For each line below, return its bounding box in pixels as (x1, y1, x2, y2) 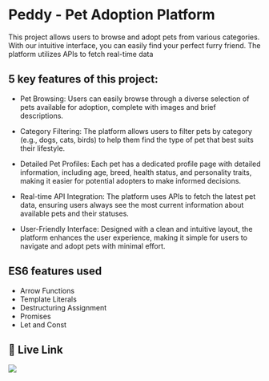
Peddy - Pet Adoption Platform (8, 6, 215, 24)
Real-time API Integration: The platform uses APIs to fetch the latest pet (19, 191, 256, 201)
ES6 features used (8, 265, 102, 278)
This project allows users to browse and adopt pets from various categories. (8, 32, 260, 42)
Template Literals (19, 294, 78, 304)
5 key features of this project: (8, 72, 159, 86)
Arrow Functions (19, 286, 74, 295)
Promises (19, 311, 51, 321)
